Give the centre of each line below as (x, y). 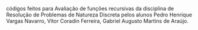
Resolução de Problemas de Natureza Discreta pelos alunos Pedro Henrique (99, 15)
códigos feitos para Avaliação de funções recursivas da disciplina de (90, 9)
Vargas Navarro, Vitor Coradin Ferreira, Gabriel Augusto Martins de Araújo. (97, 21)
